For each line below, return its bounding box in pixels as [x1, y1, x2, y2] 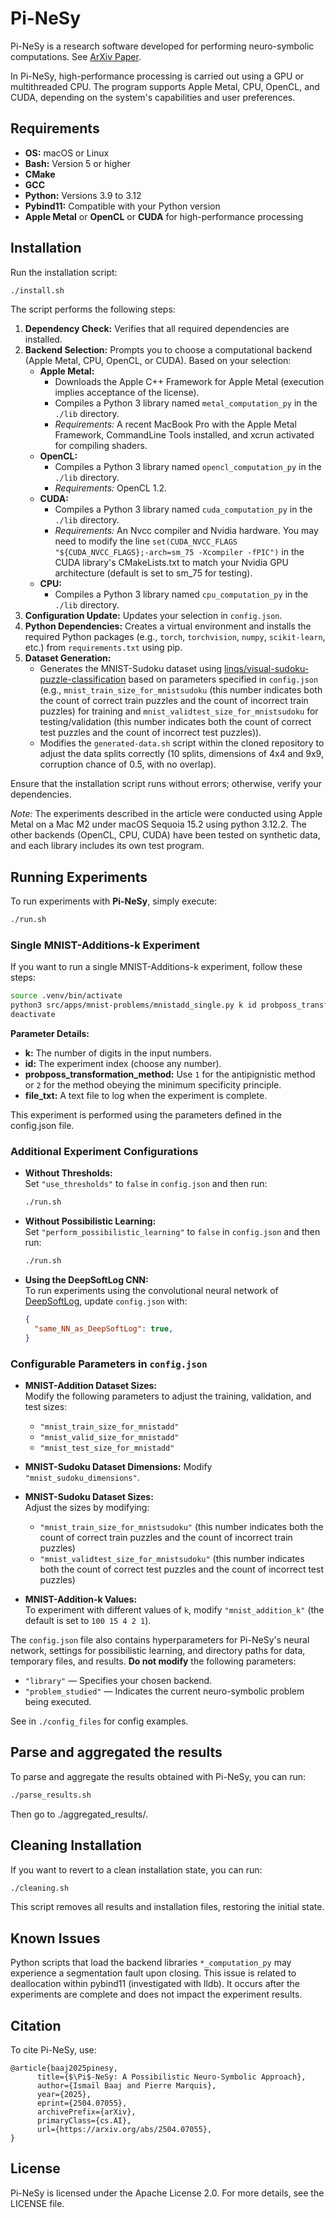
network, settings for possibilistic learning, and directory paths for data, [10, 1645, 306, 1657]
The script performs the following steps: [10, 303, 176, 316]
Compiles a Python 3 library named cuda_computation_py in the [54, 503, 313, 516]
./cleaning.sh [10, 1883, 70, 1893]
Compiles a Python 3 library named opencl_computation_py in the [54, 461, 322, 473]
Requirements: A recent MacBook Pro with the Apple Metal [54, 418, 297, 431]
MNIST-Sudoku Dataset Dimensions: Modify [24, 1461, 213, 1473]
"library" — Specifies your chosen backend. [24, 1675, 213, 1687]
